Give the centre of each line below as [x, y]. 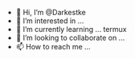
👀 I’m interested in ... [50, 21]
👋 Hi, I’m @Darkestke [51, 12]
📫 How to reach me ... [53, 47]
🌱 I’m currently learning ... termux [71, 29]
